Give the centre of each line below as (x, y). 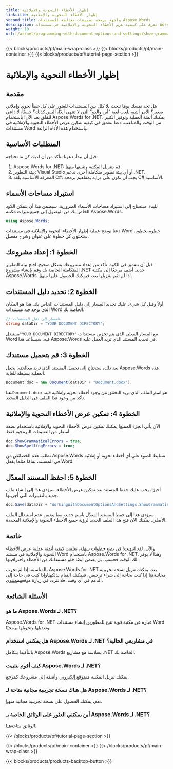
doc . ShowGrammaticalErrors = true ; (44, 441)
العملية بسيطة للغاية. (26, 373)
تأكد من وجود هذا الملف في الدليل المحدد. (45, 398)
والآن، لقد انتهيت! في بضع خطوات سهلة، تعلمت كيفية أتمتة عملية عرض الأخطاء (81, 548)
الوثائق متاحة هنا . (21, 726)
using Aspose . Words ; (28, 221)
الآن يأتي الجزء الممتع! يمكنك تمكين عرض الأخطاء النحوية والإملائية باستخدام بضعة (83, 426)
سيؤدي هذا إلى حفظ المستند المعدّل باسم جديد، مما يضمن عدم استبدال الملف (80, 514)
